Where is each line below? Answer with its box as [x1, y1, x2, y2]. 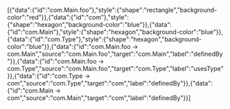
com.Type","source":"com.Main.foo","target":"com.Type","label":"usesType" [7, 65, 224, 72]
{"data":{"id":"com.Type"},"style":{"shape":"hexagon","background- [7, 35, 202, 43]
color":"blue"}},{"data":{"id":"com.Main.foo [7, 43, 131, 50]
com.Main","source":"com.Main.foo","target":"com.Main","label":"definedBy [7, 50, 223, 58]
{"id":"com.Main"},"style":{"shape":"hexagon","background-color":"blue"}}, [7, 28, 224, 36]
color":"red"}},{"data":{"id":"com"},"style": [7, 13, 130, 21]
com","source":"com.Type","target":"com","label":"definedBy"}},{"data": [7, 79, 213, 87]
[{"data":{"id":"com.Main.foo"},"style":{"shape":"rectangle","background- [7, 6, 218, 14]
